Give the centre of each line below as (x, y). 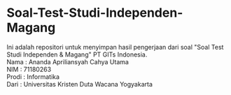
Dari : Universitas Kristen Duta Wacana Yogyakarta (80, 84)
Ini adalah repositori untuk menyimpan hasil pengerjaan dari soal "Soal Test (115, 47)
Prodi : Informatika (33, 76)
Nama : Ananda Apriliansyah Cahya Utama (68, 61)
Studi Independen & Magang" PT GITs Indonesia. (77, 54)
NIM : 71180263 (29, 69)
